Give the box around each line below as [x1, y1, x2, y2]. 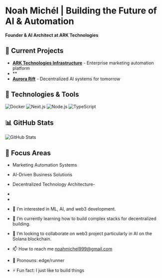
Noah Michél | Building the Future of [5, 5, 157, 16]
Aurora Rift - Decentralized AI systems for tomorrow [12, 75, 121, 82]
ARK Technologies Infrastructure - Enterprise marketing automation [12, 60, 154, 66]
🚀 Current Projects [5, 46, 64, 55]
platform [12, 65, 30, 71]
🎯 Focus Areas [5, 149, 51, 157]
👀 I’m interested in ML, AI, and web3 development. [12, 206, 116, 212]
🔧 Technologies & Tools [5, 90, 79, 99]
